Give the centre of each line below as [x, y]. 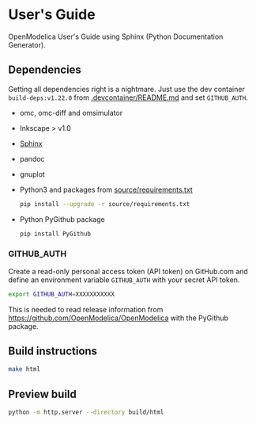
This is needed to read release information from [86, 309]
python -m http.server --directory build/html [86, 413]
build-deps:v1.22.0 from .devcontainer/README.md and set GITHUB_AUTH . [128, 97]
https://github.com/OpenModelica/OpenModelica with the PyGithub [119, 318]
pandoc [32, 159]
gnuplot [32, 174]
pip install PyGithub [55, 234]
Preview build [43, 394]
